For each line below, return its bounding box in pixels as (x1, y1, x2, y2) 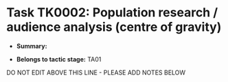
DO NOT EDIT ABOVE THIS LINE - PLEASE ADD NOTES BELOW (6, 68, 186, 77)
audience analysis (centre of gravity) (6, 19, 222, 35)
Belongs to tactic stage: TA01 (16, 55, 102, 63)
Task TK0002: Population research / (6, 5, 218, 20)
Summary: (16, 42, 47, 50)
